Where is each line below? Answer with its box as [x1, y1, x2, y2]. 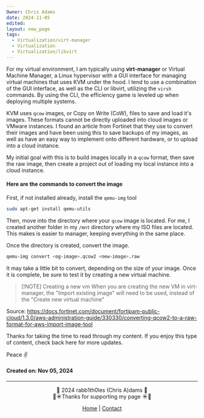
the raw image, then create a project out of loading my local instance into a [6, 160, 194, 168]
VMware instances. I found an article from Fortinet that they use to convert [6, 122, 193, 130]
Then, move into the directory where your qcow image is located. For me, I [6, 217, 190, 224]
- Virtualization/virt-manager [12, 37, 91, 43]
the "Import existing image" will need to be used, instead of [46, 289, 195, 296]
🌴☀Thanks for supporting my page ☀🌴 [52, 392, 152, 400]
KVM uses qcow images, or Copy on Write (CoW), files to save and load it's [6, 109, 192, 116]
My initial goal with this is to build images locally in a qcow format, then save [6, 154, 195, 161]
